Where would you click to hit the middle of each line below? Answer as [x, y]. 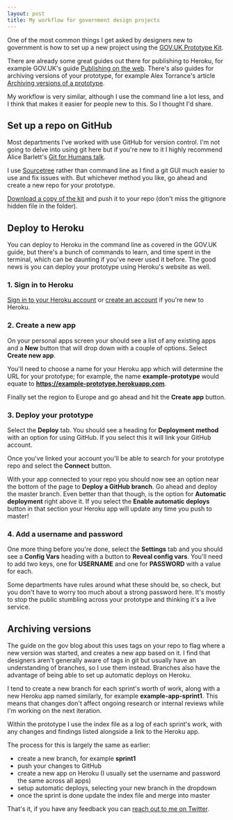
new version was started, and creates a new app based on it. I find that [109, 653]
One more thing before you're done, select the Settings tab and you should [115, 549]
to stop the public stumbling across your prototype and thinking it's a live [112, 600]
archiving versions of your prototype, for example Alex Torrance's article [111, 75]
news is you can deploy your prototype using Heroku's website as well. [109, 267]
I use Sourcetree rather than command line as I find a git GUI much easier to [116, 170]
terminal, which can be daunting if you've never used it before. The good [112, 260]
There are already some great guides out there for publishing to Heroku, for [115, 60]
